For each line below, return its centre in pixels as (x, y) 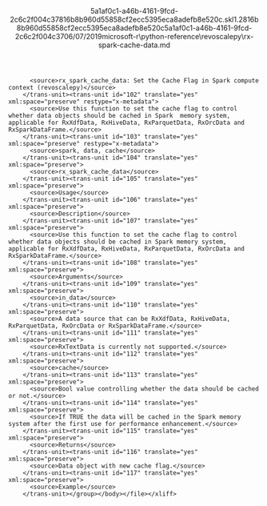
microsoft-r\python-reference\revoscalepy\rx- (178, 36)
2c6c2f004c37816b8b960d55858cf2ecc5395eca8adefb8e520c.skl (122, 19)
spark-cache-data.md (134, 45)
